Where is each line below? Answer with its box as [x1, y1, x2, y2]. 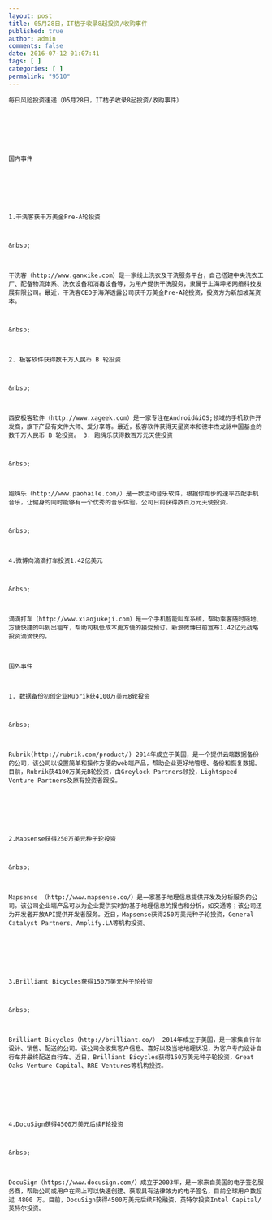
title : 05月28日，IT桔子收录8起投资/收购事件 [8, 19, 148, 28]
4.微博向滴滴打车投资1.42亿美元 [8, 556, 103, 565]
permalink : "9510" [8, 72, 71, 80]
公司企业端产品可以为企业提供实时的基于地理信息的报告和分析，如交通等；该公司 [26, 902, 257, 910]
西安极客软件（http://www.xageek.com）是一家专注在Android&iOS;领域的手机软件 [8, 413, 256, 422]
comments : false [8, 42, 63, 50]
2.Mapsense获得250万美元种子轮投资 [8, 834, 116, 843]
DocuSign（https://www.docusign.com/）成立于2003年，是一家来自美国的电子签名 [8, 1179, 258, 1187]
